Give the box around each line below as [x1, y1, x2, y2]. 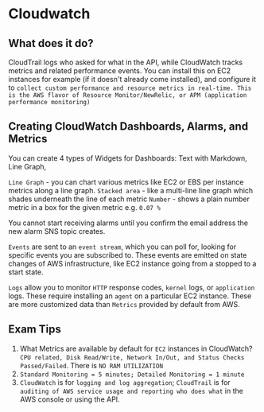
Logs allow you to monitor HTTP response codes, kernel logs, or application [8, 282, 255, 292]
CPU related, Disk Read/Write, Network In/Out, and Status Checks [19, 353, 245, 362]
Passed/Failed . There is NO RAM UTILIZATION [19, 360, 164, 370]
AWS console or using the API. [19, 395, 121, 404]
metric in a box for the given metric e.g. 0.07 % [8, 202, 161, 212]
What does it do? [8, 37, 94, 50]
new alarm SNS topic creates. [8, 226, 106, 235]
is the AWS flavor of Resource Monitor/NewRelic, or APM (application [8, 91, 247, 99]
